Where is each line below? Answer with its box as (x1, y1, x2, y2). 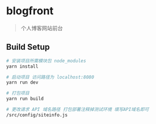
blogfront (6, 4, 54, 18)
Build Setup (6, 42, 50, 52)
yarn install (6, 63, 39, 69)
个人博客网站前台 (20, 24, 63, 31)
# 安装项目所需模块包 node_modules (6, 58, 86, 63)
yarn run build (6, 96, 44, 102)
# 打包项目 (6, 90, 30, 96)
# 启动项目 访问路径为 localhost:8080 (6, 74, 94, 80)
